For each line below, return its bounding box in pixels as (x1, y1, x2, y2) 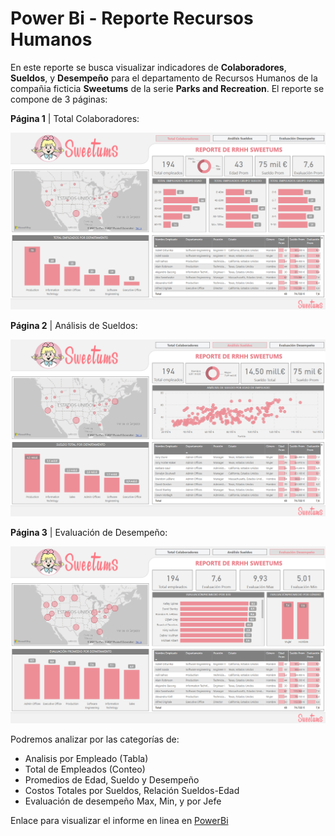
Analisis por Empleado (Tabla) (24, 752, 149, 764)
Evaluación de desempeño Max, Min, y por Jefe (24, 795, 222, 807)
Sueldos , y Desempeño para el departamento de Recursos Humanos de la (10, 72, 318, 84)
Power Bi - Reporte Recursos (10, 7, 254, 30)
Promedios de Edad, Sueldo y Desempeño (24, 773, 200, 786)
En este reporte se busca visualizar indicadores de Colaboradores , (10, 61, 287, 73)
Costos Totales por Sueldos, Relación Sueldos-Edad (24, 784, 240, 796)
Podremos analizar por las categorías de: (10, 733, 180, 745)
